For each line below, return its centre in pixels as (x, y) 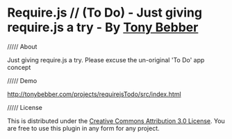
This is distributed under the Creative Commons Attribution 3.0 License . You (116, 121)
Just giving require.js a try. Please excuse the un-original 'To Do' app (106, 59)
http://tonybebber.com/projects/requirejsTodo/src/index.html (94, 94)
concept (19, 67)
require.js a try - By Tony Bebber (103, 27)
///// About (22, 46)
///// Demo (22, 80)
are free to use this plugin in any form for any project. (83, 128)
